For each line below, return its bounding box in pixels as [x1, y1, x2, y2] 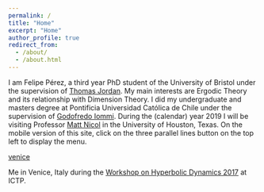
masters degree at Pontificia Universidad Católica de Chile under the [8, 102, 232, 112]
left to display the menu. [8, 136, 87, 146]
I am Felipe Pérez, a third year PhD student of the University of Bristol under [8, 77, 256, 87]
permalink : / [8, 11, 52, 20]
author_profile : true [8, 33, 80, 42]
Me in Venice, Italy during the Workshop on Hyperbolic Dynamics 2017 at [8, 167, 247, 177]
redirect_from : [8, 41, 59, 49]
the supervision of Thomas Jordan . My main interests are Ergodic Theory [8, 86, 247, 95]
